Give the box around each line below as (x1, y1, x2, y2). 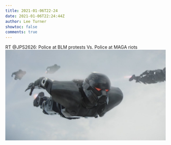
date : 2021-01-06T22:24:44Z (5, 13, 65, 19)
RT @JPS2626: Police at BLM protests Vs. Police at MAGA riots (5, 44, 138, 50)
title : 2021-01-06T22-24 (5, 8, 58, 13)
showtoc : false (5, 24, 38, 29)
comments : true (5, 29, 38, 35)
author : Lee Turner (5, 19, 47, 24)
